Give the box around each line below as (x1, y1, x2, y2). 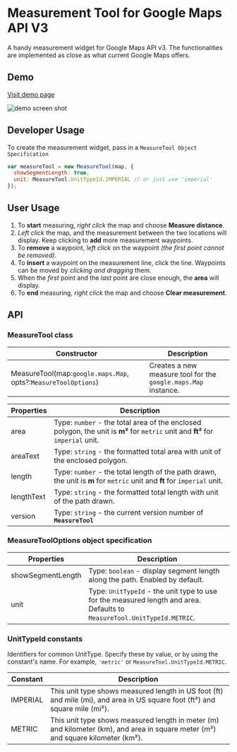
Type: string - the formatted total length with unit (54, 487, 219, 497)
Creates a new (149, 360, 197, 370)
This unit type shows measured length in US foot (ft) (50, 686, 224, 696)
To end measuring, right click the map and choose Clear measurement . (17, 288, 227, 297)
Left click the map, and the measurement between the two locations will (17, 228, 227, 237)
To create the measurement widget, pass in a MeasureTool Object (7, 143, 197, 151)
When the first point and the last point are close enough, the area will (17, 274, 219, 282)
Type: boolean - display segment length (88, 565, 220, 575)
